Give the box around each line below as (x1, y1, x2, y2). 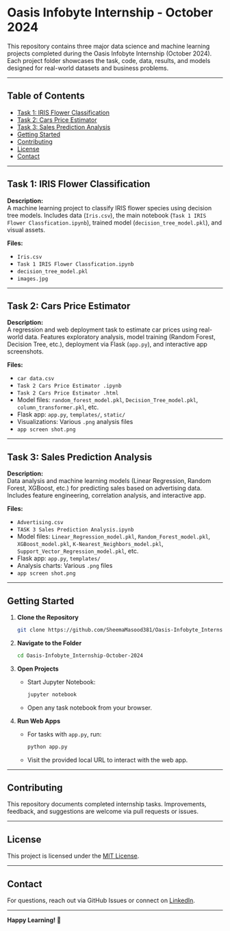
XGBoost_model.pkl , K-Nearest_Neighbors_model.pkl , (16, 540, 164, 548)
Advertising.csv (16, 519, 64, 526)
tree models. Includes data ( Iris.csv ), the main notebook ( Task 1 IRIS (7, 211, 207, 219)
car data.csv (16, 375, 55, 382)
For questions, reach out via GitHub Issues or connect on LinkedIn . (7, 896, 195, 904)
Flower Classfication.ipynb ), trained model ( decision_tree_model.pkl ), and (7, 218, 222, 227)
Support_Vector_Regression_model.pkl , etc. (16, 547, 139, 556)
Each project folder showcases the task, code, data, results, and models (7, 56, 211, 64)
